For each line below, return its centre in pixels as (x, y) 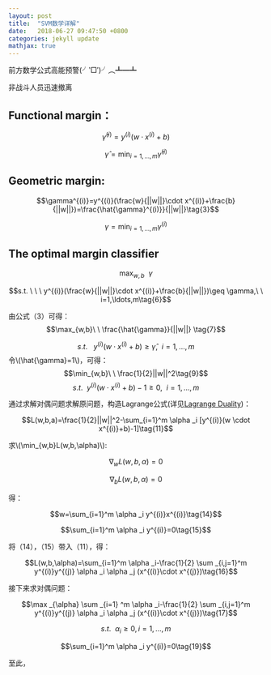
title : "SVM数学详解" (44, 23)
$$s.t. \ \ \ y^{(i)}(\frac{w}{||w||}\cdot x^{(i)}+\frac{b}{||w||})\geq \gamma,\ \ (136, 291)
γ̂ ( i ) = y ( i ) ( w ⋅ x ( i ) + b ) (136, 136)
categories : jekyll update (54, 38)
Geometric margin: (57, 181)
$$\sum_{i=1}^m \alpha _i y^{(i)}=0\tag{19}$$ (136, 646)
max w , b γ (136, 274)
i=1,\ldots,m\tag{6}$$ (136, 299)
